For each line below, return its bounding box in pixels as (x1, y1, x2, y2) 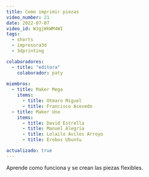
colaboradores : (6, 58, 44, 65)
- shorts (11, 37, 34, 43)
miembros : (6, 81, 31, 87)
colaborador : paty (17, 70, 63, 76)
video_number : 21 (6, 14, 50, 20)
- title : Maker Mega (11, 86, 63, 93)
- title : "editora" (11, 64, 61, 70)
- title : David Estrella (22, 120, 85, 126)
